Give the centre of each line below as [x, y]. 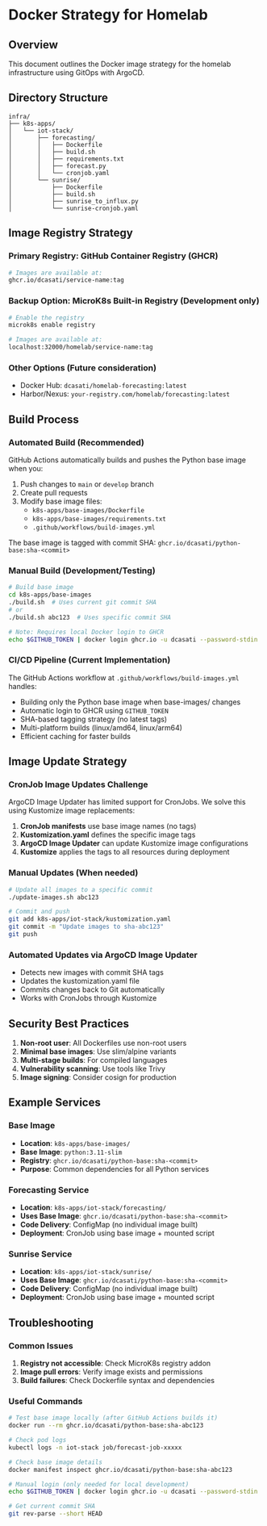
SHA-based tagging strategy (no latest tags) [94, 719]
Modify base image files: [61, 501]
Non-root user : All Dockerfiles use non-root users [103, 1043]
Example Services [54, 1103]
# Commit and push [39, 912]
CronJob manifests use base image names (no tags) [108, 826]
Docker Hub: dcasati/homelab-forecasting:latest [103, 386]
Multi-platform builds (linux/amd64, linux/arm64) [101, 727]
